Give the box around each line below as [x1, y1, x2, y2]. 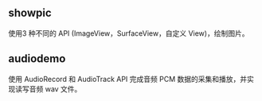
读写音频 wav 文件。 [14, 84, 82, 94]
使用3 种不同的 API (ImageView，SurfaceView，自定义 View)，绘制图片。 [8, 28, 249, 38]
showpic [8, 6, 52, 20]
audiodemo [8, 52, 66, 66]
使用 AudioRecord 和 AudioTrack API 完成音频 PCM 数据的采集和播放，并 [8, 74, 248, 84]
